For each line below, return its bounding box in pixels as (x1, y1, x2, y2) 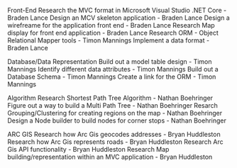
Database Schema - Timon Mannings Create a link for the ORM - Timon (7, 72, 216, 81)
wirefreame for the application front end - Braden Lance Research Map (7, 21, 215, 29)
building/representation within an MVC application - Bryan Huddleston (7, 152, 213, 161)
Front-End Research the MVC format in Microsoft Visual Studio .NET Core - (7, 6, 227, 14)
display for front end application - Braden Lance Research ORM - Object (7, 28, 219, 37)
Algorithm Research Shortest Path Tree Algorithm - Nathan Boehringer (7, 94, 214, 102)
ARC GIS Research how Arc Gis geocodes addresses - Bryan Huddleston (7, 130, 221, 138)
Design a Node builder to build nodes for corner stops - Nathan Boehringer (7, 116, 227, 125)
